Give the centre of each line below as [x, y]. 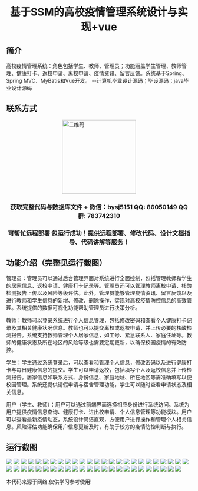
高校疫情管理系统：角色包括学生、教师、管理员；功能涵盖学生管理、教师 [94, 66]
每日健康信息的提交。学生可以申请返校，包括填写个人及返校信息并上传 [101, 370]
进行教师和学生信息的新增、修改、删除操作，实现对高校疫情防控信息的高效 [96, 300]
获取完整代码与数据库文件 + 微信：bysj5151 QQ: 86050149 [93, 207]
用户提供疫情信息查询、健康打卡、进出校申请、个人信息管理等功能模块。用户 [99, 412]
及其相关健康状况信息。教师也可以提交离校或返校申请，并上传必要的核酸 [99, 328]
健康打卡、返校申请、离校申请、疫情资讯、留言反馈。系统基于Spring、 [102, 73]
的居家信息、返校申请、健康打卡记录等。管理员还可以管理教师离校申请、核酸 [99, 286]
